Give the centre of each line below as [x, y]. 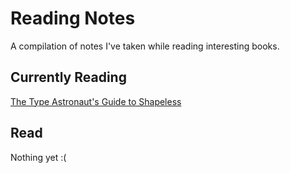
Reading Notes [73, 18]
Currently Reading [68, 77]
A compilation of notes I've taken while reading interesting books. [145, 46]
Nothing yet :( [38, 157]
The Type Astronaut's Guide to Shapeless [96, 101]
